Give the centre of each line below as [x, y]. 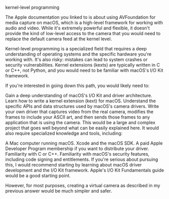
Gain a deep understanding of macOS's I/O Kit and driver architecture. [79, 95]
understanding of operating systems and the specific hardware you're [78, 54]
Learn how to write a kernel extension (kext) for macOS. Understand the [81, 101]
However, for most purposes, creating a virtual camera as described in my [83, 186]
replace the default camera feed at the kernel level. [59, 39]
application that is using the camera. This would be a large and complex [80, 122]
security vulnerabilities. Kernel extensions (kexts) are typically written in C [83, 65]
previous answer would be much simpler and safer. [59, 191]
